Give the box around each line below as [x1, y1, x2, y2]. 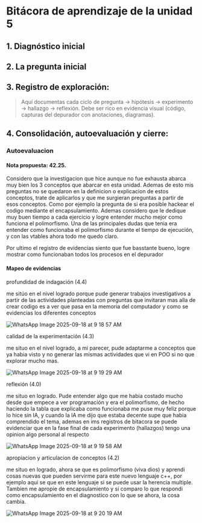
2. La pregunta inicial [6, 62, 87, 72]
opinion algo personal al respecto [6, 431, 89, 438]
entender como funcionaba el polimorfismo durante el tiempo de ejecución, [6, 226, 194, 234]
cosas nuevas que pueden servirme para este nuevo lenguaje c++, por [6, 472, 183, 480]
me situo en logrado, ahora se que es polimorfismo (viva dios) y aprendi [6, 466, 185, 473]
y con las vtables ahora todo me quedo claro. [6, 233, 119, 240]
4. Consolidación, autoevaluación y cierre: [6, 129, 169, 139]
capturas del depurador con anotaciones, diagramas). [21, 111, 156, 118]
